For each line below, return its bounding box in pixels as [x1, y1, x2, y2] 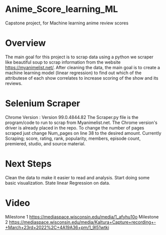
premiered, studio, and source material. [5, 140, 86, 146]
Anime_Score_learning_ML [5, 3, 118, 15]
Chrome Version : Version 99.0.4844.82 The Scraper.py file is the [5, 114, 139, 120]
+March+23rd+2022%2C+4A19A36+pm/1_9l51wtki [5, 224, 110, 230]
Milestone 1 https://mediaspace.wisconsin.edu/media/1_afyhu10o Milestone [5, 214, 159, 220]
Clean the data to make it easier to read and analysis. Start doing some [5, 174, 150, 180]
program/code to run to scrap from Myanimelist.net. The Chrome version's [5, 119, 158, 125]
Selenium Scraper [5, 98, 80, 109]
